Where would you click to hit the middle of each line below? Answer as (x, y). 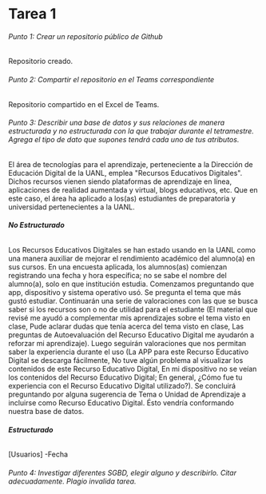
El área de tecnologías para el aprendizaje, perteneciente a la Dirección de (131, 164)
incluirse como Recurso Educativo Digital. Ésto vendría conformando (121, 403)
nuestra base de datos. (46, 411)
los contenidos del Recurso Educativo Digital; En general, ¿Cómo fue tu (125, 377)
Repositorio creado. (41, 62)
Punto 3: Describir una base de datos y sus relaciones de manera (117, 123)
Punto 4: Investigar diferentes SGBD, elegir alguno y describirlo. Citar (123, 472)
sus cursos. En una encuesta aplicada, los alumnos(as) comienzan (118, 267)
